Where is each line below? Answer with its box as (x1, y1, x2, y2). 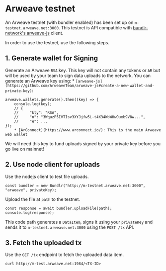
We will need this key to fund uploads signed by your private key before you (5, 140, 161, 147)
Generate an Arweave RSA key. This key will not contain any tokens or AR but (5, 67, 161, 73)
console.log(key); (14, 101, 52, 106)
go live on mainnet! (5, 146, 44, 152)
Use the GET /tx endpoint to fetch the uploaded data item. (5, 252, 124, 258)
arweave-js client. (26, 30, 64, 36)
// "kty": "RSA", (14, 110, 59, 115)
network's (5, 30, 26, 36)
